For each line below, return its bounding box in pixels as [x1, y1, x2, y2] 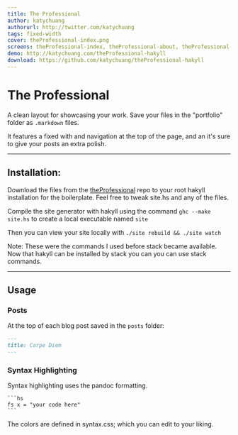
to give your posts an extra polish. [7, 139, 106, 148]
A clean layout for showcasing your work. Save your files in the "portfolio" [7, 111, 223, 119]
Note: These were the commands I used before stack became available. [7, 242, 217, 250]
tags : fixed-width [7, 30, 62, 38]
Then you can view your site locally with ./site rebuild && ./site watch [7, 228, 222, 236]
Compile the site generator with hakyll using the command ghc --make [7, 207, 211, 215]
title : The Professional [7, 10, 81, 18]
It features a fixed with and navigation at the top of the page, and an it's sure [7, 132, 231, 141]
